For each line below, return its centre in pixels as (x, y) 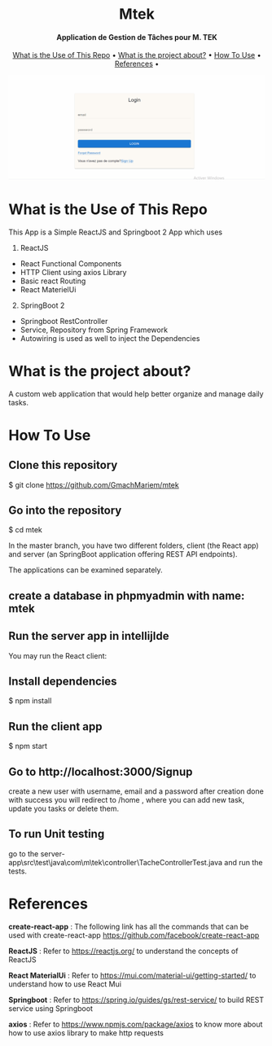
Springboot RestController (64, 321)
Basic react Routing (53, 281)
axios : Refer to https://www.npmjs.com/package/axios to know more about (136, 1024)
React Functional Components (71, 263)
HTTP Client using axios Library (73, 272)
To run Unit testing (57, 834)
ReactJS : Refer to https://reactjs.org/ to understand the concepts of (123, 951)
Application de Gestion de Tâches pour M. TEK (137, 37)
